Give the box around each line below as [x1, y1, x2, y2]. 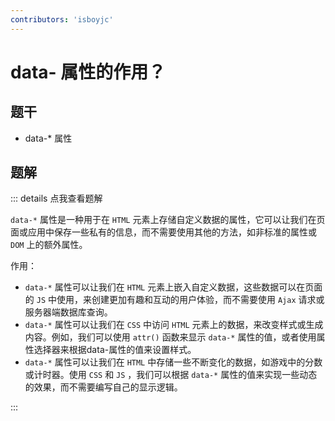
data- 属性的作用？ [10, 61, 167, 83]
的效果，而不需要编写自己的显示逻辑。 [24, 381, 183, 393]
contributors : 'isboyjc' [10, 14, 114, 25]
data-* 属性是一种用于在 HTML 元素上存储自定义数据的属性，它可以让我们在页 [10, 214, 326, 226]
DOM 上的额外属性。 [10, 239, 88, 251]
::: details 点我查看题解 [10, 192, 103, 205]
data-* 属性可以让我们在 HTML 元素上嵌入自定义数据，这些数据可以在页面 [24, 281, 323, 293]
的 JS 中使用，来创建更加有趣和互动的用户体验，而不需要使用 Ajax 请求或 [24, 294, 325, 306]
